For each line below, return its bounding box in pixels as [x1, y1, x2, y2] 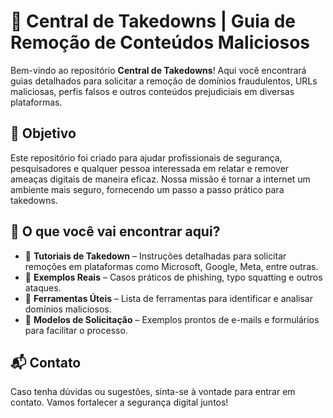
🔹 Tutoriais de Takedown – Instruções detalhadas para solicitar [24, 250, 287, 262]
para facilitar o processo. [24, 324, 128, 336]
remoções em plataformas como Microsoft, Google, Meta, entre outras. [24, 260, 319, 272]
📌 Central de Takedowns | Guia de [10, 10, 296, 33]
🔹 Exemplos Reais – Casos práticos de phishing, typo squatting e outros [24, 271, 323, 283]
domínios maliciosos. [24, 303, 112, 315]
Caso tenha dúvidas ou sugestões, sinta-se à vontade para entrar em [10, 386, 296, 398]
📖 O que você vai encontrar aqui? [10, 223, 221, 240]
